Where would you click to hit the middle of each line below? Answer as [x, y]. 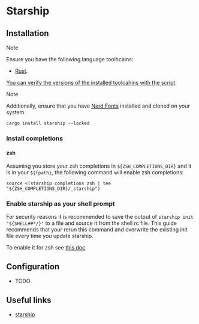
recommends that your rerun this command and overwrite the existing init [97, 230]
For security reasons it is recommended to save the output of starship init [100, 217]
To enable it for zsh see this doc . [46, 248]
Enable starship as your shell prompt [61, 204]
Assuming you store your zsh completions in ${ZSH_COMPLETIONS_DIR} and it [99, 166]
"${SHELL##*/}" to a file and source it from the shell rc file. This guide [91, 223]
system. [16, 112]
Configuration [33, 267]
